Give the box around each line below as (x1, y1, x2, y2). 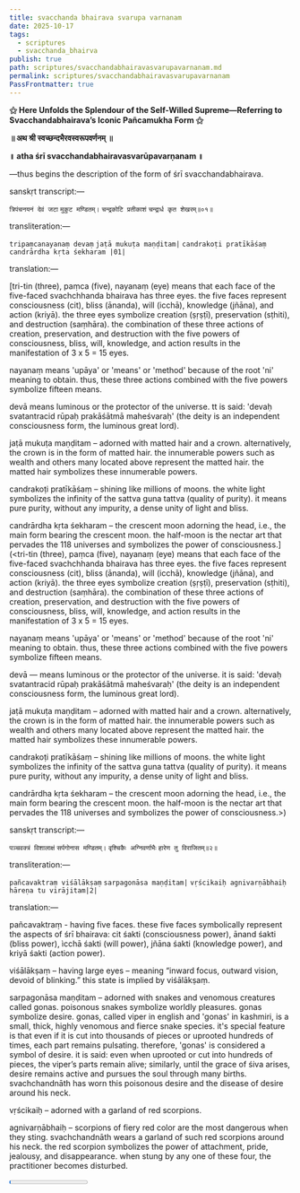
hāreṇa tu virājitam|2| (9, 885, 99, 895)
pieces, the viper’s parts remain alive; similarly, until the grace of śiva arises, (9, 1058, 291, 1069)
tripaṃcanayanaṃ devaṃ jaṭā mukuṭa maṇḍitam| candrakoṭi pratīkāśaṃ (9, 239, 267, 248)
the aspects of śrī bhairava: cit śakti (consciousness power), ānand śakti (9, 928, 276, 939)
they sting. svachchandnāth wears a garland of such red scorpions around (9, 1131, 285, 1142)
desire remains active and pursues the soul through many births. (9, 1068, 247, 1079)
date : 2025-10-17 (9, 22, 74, 30)
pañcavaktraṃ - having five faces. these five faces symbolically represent (9, 919, 283, 929)
